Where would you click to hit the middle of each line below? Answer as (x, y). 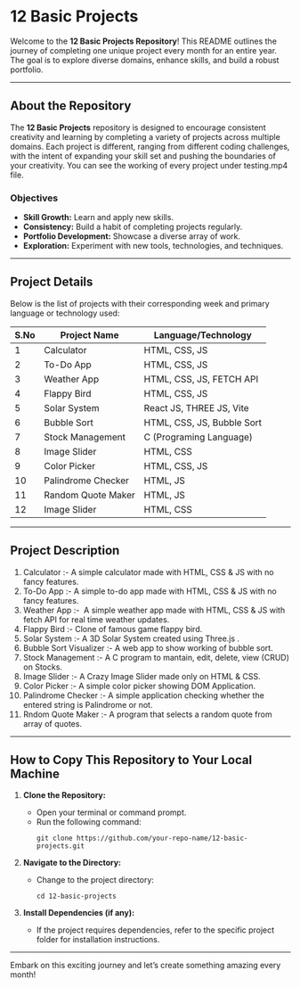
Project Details (52, 282)
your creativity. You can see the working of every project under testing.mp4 (149, 165)
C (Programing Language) (198, 437)
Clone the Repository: (64, 795)
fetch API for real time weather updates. (96, 619)
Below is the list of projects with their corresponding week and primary (140, 303)
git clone (55, 839)
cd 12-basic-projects (76, 897)
